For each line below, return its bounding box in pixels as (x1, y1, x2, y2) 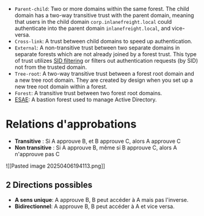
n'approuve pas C (14, 150, 60, 157)
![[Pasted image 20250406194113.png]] (5, 162, 105, 170)
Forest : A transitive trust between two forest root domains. (14, 90, 162, 96)
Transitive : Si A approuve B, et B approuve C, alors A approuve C (14, 137, 181, 145)
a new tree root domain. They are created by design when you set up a (14, 76, 193, 84)
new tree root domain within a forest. (14, 83, 107, 90)
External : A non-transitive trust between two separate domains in (14, 44, 180, 51)
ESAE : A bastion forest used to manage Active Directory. (14, 96, 157, 103)
